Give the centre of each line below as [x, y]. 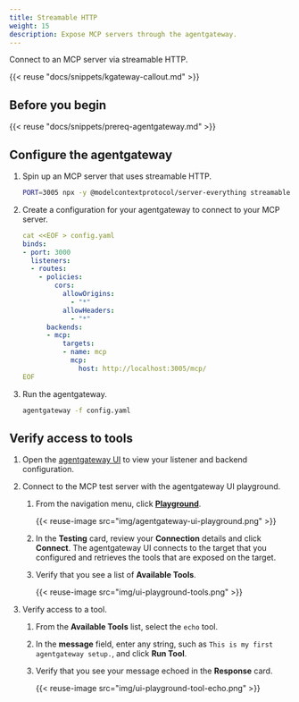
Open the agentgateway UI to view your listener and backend [135, 460]
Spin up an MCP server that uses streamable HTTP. [117, 176]
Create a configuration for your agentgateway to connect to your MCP [151, 209]
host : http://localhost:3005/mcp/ [143, 368]
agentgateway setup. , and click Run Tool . [111, 654]
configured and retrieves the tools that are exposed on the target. [156, 558]
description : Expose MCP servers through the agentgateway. [124, 34]
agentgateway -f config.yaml [76, 410]
